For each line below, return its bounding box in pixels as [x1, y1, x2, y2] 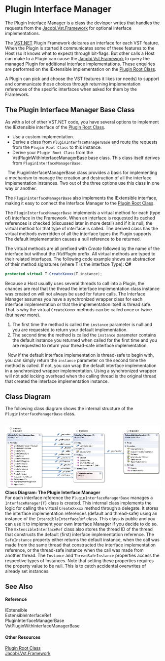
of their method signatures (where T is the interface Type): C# [5, 261, 132, 267]
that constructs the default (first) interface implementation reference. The [5, 531, 154, 537]
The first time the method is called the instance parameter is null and [12, 321, 153, 327]
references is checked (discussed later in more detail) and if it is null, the [5, 220, 153, 226]
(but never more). [5, 312, 41, 318]
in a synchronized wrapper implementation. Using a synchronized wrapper [5, 368, 157, 373]
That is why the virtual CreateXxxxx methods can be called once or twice [5, 306, 152, 312]
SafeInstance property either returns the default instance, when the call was [5, 537, 160, 542]
